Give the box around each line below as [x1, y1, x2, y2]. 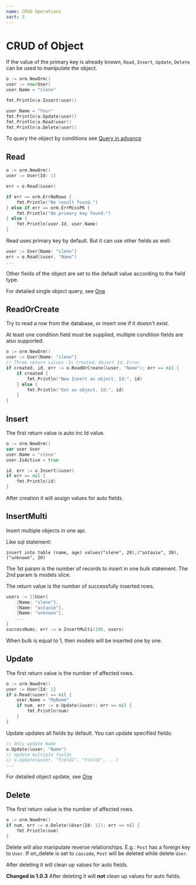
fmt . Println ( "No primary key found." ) [16, 210, 111, 216]
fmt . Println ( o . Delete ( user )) [6, 124, 77, 130]
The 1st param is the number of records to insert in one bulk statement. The [6, 565, 188, 572]
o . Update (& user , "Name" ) [6, 746, 67, 752]
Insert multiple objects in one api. [6, 527, 87, 534]
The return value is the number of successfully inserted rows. [6, 583, 155, 590]
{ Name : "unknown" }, [16, 610, 64, 616]
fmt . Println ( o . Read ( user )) [6, 119, 72, 125]
